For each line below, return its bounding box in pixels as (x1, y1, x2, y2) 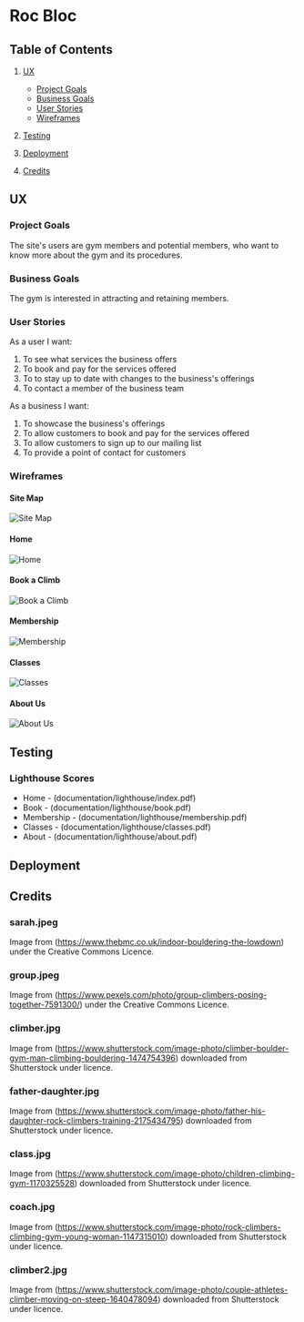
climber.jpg (9, 1022, 61, 1034)
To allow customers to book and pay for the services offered (22, 428, 250, 439)
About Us (9, 697, 46, 708)
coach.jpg (9, 1201, 56, 1214)
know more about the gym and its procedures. (9, 249, 183, 260)
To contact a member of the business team (22, 383, 185, 394)
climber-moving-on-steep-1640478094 (9, 1294, 158, 1305)
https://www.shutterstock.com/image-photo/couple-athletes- (57, 1284, 289, 1295)
